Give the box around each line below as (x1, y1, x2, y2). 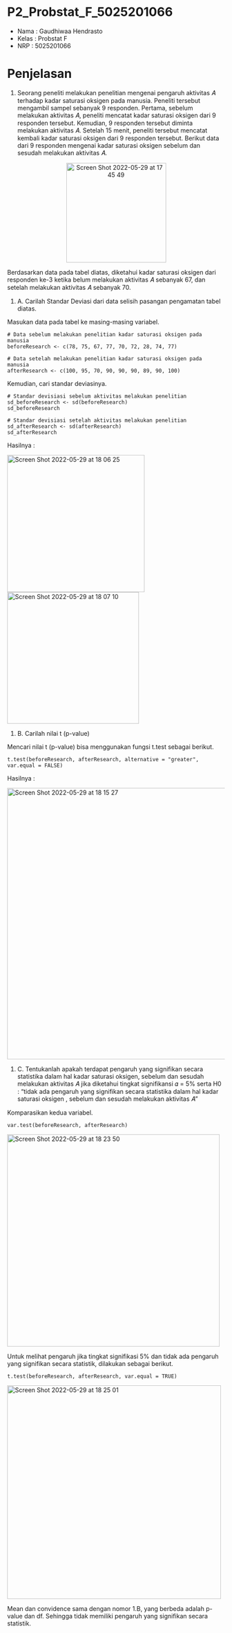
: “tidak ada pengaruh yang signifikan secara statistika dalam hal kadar (17, 1087, 219, 1095)
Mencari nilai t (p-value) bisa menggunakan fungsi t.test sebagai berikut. (7, 743, 214, 751)
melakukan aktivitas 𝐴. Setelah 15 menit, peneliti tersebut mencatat (17, 126, 208, 135)
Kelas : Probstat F (17, 34, 68, 42)
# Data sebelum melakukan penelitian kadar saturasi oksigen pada (7, 331, 202, 338)
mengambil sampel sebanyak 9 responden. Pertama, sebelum (17, 104, 193, 112)
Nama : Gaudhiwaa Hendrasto (17, 27, 103, 35)
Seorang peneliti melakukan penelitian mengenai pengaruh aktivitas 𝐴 (17, 88, 216, 97)
